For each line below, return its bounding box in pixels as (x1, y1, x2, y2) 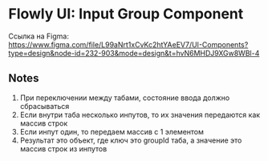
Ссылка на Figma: (8, 31, 70, 41)
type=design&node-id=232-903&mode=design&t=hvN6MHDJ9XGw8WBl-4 (8, 48, 260, 58)
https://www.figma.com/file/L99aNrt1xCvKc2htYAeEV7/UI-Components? (8, 39, 249, 49)
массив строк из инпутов (19, 143, 108, 153)
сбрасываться (19, 101, 70, 111)
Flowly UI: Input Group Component (8, 5, 244, 23)
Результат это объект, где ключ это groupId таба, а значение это (19, 135, 242, 145)
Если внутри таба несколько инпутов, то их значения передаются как (19, 110, 261, 119)
